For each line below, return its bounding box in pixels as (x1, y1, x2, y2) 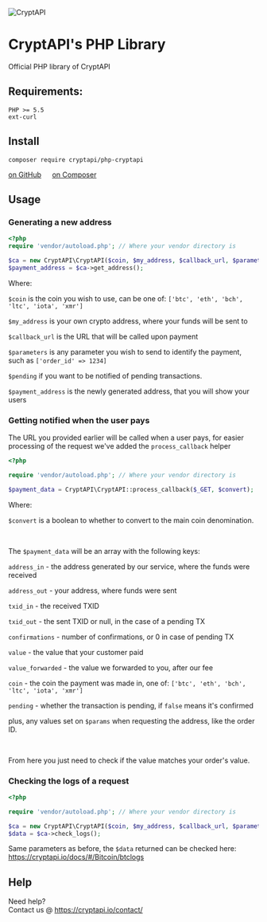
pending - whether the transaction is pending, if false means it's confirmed (8, 700, 254, 710)
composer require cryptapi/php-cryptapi (8, 155, 145, 163)
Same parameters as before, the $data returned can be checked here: (8, 844, 237, 853)
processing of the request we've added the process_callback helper (8, 441, 231, 451)
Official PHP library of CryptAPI (8, 61, 111, 71)
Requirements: (8, 84, 83, 99)
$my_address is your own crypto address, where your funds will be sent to (8, 316, 248, 326)
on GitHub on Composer (8, 170, 97, 179)
